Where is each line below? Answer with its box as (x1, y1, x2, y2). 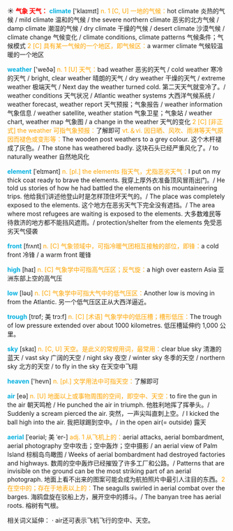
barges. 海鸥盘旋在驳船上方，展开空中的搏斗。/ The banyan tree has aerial (7, 493, 222, 501)
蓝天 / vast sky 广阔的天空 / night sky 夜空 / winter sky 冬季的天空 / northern (7, 354, 225, 361)
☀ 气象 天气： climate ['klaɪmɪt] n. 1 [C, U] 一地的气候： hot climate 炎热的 (7, 7, 220, 15)
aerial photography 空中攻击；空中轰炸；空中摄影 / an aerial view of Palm (7, 442, 218, 449)
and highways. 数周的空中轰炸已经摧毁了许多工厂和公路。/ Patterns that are (7, 459, 225, 467)
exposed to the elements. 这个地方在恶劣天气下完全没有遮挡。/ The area (7, 201, 215, 209)
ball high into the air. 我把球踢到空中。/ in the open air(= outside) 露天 (7, 418, 206, 426)
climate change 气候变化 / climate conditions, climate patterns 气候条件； (7, 33, 218, 41)
